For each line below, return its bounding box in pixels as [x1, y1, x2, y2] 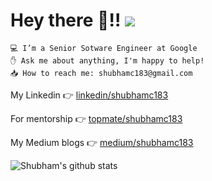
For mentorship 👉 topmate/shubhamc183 [10, 112, 183, 124]
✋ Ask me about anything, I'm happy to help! [10, 55, 205, 66]
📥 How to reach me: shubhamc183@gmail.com [10, 68, 193, 78]
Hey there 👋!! [10, 9, 122, 32]
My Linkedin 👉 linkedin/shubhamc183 [10, 89, 169, 101]
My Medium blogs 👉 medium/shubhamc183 [10, 136, 194, 148]
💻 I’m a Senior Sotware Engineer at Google [10, 43, 198, 53]
